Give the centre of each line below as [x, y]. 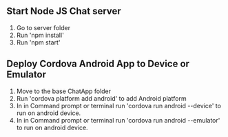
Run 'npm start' [38, 42]
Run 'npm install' [40, 35]
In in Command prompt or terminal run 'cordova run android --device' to [119, 105]
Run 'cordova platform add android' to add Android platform [101, 98]
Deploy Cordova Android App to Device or [98, 64]
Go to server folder [43, 27]
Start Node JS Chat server [64, 11]
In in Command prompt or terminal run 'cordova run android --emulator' [118, 120]
